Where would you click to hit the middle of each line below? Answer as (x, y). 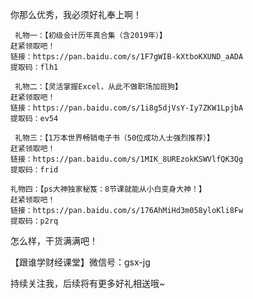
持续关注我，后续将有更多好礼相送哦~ (88, 283)
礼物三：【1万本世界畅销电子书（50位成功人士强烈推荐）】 (114, 138)
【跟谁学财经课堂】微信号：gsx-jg (80, 262)
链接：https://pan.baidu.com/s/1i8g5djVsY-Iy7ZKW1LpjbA (127, 108)
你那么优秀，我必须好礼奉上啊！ (76, 14)
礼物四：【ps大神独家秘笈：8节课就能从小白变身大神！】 (108, 189)
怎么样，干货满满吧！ (54, 241)
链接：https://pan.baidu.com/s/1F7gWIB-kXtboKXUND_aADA (127, 57)
